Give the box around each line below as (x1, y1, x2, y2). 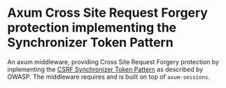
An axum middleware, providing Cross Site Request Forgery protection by (7, 57, 219, 66)
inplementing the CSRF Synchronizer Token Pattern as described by (7, 65, 204, 73)
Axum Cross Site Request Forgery (7, 5, 209, 21)
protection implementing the (7, 20, 177, 36)
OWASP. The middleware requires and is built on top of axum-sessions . (7, 72, 211, 81)
